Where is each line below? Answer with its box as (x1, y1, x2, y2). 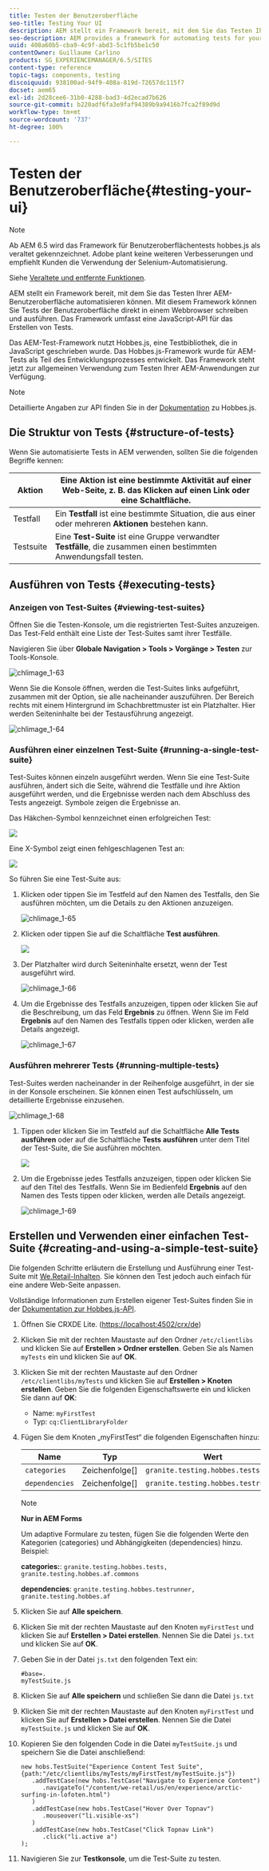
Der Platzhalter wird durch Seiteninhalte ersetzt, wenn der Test (20, 959, 227, 969)
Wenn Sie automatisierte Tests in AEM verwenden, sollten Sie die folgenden (9, 447, 259, 456)
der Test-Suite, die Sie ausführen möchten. (20, 1143, 163, 1153)
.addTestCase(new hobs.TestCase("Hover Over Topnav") (31, 1805, 215, 1813)
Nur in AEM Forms (20, 1513, 83, 1523)
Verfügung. (9, 371, 46, 381)
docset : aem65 (9, 85, 57, 94)
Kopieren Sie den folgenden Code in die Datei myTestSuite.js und (20, 1738, 238, 1748)
